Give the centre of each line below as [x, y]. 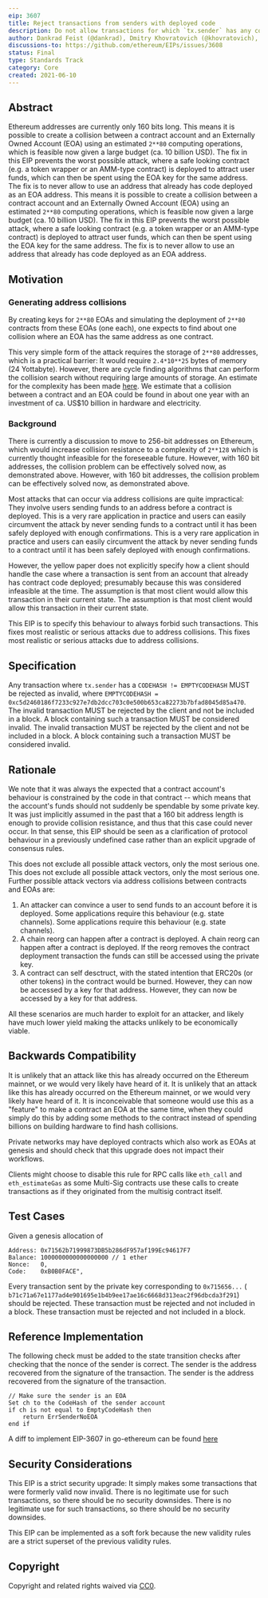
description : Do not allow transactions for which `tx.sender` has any [130, 30]
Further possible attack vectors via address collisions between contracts [128, 881]
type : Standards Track [46, 61]
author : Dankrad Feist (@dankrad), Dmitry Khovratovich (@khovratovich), [134, 38]
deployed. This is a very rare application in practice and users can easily [127, 516]
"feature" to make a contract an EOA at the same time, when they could [126, 1109]
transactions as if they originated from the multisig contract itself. [116, 1191]
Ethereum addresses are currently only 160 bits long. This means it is [122, 127]
